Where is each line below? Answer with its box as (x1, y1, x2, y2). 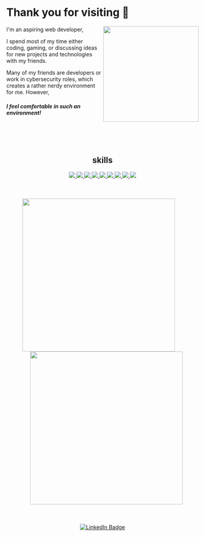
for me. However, (6, 88, 50, 95)
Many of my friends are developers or (6, 69, 102, 76)
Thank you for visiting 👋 (6, 6, 129, 20)
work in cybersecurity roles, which (6, 75, 93, 83)
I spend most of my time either (6, 37, 84, 45)
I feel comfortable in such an (6, 102, 81, 109)
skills (92, 155, 113, 166)
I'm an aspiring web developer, (6, 26, 84, 33)
